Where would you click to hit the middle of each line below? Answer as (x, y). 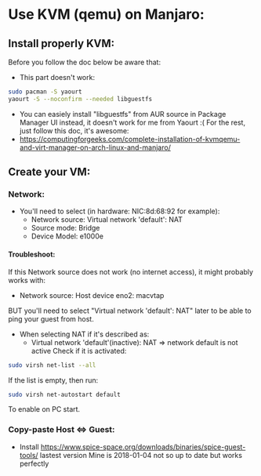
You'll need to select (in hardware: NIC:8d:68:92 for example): (120, 211)
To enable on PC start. (44, 409)
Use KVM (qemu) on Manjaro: (107, 15)
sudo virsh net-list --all (52, 365)
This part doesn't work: (57, 77)
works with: (27, 280)
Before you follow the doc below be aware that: (85, 62)
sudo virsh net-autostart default (65, 394)
